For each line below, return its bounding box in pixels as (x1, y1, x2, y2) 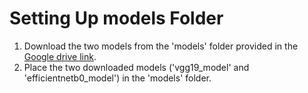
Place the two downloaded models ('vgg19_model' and (23, 61, 250, 73)
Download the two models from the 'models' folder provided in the (23, 40, 299, 52)
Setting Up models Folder (9, 7, 224, 30)
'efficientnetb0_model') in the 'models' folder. (23, 72, 212, 84)
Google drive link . (23, 50, 97, 62)
